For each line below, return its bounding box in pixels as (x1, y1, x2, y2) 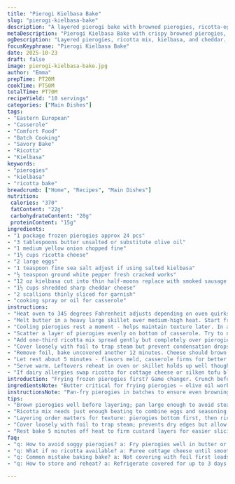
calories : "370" (10, 199, 58, 207)
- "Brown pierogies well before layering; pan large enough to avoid (7, 401, 215, 409)
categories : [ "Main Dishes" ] (7, 102, 92, 109)
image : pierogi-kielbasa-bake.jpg (7, 62, 108, 69)
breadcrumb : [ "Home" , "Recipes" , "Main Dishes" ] (7, 187, 152, 194)
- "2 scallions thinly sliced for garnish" (7, 290, 136, 298)
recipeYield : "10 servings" (7, 95, 90, 102)
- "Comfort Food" (7, 128, 58, 135)
